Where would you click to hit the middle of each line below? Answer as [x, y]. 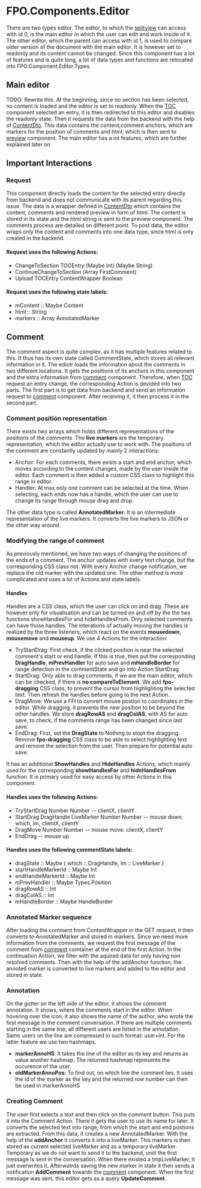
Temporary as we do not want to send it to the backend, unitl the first [91, 1152]
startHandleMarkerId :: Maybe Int [56, 869]
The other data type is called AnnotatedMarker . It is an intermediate [91, 512]
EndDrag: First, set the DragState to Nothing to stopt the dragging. [97, 733]
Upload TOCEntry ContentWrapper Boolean [69, 278]
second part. [22, 403]
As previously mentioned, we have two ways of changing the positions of [97, 554]
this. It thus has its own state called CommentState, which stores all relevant [100, 358]
